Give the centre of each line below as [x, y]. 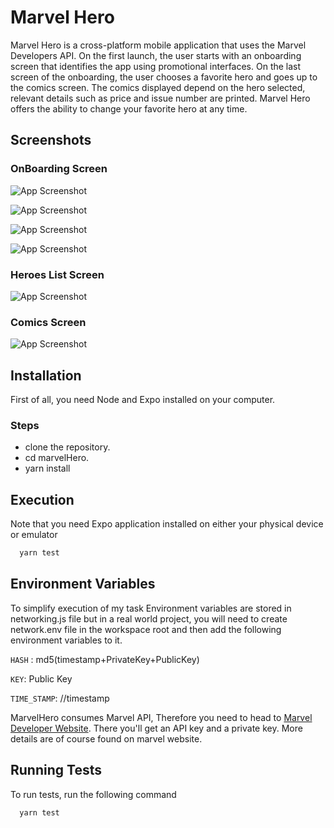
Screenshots [51, 140]
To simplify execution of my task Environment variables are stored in [151, 608]
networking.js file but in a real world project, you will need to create [149, 618]
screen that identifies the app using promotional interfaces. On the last [156, 66]
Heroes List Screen [57, 274]
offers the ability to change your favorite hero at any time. [129, 108]
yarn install [47, 468]
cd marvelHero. [57, 458]
